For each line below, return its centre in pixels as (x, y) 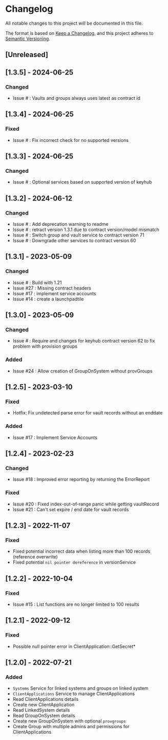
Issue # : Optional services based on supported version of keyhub (82, 182)
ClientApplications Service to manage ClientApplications (73, 694)
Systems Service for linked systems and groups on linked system (80, 688)
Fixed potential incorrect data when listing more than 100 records (81, 551)
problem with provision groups (45, 346)
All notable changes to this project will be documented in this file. (74, 23)
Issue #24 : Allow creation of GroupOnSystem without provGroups (82, 371)
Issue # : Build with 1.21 (37, 282)
